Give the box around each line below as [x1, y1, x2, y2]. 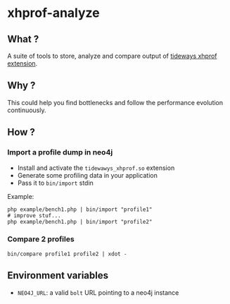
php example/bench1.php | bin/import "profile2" [7, 218, 153, 225]
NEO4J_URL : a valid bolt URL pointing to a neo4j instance [17, 288, 179, 297]
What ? [7, 33, 39, 45]
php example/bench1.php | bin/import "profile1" [7, 206, 153, 213]
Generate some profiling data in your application [17, 171, 158, 179]
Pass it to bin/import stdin [17, 178, 94, 187]
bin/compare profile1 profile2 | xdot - [7, 250, 128, 257]
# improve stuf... [7, 212, 61, 219]
